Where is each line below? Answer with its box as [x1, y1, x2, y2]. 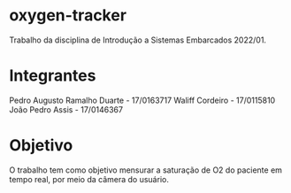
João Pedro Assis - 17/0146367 [9, 104, 124, 115]
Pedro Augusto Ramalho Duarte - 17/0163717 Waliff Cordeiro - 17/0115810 [9, 95, 276, 105]
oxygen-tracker [9, 5, 126, 26]
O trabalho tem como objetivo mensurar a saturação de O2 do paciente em [9, 165, 283, 175]
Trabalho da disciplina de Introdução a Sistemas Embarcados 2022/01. [9, 35, 267, 45]
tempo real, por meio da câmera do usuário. [9, 174, 170, 184]
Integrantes [9, 66, 96, 86]
